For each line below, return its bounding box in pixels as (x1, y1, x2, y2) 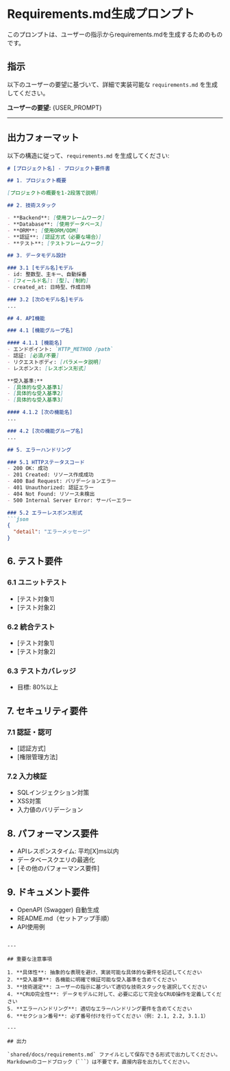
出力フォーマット (7, 132, 79, 144)
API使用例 (16, 922, 46, 931)
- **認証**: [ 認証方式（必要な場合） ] (7, 234, 102, 241)
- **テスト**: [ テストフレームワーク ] (7, 240, 104, 247)
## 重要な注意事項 (7, 955, 53, 963)
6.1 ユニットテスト (7, 578, 67, 587)
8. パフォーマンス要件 (7, 827, 99, 839)
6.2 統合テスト (7, 621, 55, 631)
